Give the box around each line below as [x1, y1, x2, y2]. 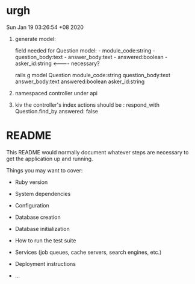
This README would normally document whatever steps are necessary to [6, 148, 189, 156]
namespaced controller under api [14, 89, 98, 96]
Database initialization [14, 225, 70, 232]
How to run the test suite [14, 236, 76, 244]
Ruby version [14, 178, 48, 186]
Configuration [14, 201, 49, 209]
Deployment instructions [14, 260, 76, 267]
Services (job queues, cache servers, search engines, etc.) [14, 248, 162, 256]
